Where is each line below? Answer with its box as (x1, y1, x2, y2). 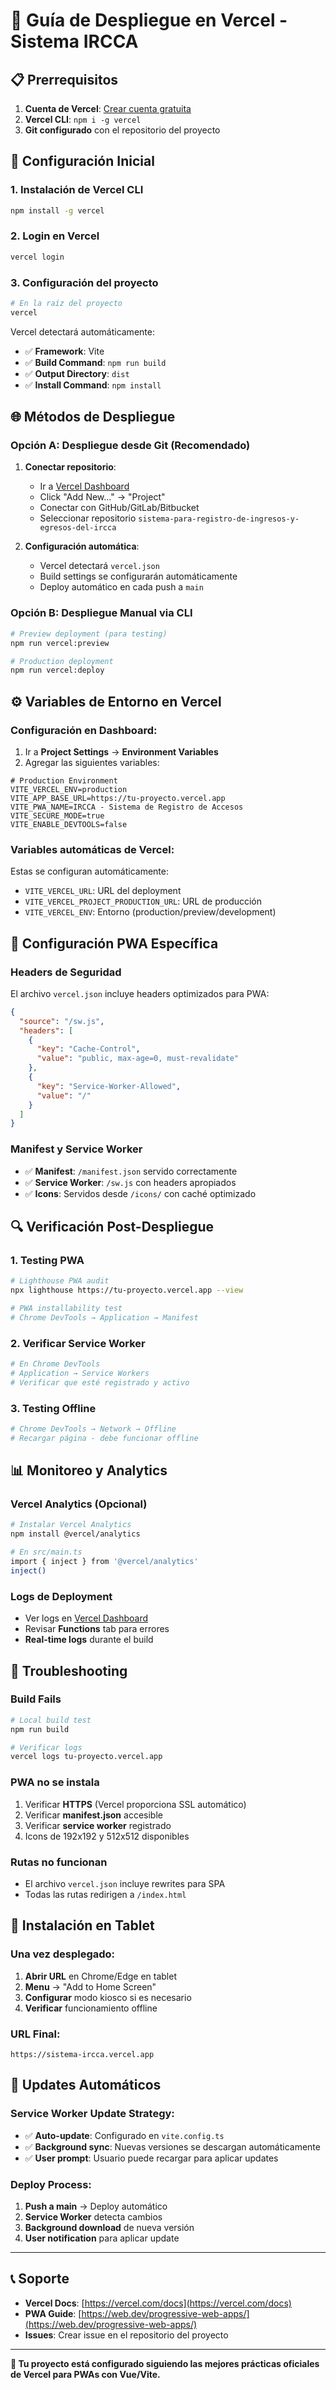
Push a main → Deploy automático (24, 2200, 168, 2212)
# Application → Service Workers (10, 1368, 150, 1378)
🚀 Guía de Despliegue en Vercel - (10, 9, 288, 32)
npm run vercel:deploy (10, 665, 105, 676)
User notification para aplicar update (24, 2232, 180, 2244)
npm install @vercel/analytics (10, 1529, 141, 1539)
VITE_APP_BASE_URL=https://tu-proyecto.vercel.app (10, 793, 226, 803)
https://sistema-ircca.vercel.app (10, 2049, 155, 2059)
